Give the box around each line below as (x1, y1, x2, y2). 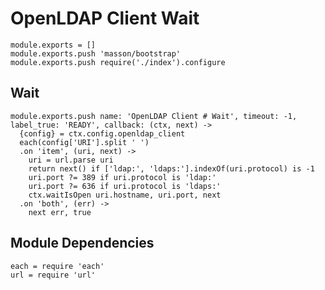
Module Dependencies (10, 235, 155, 252)
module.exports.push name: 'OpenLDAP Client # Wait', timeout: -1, (10, 111, 298, 121)
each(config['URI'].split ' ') (19, 137, 150, 147)
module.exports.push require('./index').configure (10, 57, 226, 67)
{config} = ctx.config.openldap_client (19, 128, 186, 139)
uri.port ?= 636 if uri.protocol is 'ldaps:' (28, 181, 222, 191)
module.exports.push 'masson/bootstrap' (10, 48, 182, 59)
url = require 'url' (10, 270, 97, 280)
